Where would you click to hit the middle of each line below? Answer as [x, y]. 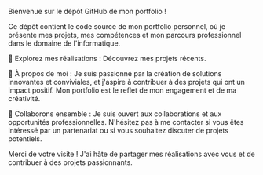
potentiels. [25, 139]
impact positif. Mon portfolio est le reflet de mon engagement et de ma [122, 90]
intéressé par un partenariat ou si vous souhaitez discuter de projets [119, 130]
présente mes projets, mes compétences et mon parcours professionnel [125, 35]
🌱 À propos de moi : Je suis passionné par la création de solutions [115, 73]
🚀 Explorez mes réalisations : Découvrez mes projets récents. [107, 58]
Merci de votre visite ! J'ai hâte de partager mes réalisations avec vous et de [131, 154]
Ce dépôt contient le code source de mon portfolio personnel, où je [117, 26]
